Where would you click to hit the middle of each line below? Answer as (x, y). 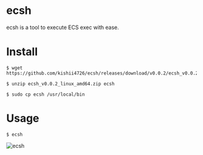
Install (22, 52)
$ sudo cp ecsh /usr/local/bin (46, 94)
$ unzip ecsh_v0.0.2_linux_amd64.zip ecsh (60, 84)
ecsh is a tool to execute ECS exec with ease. (63, 27)
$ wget (14, 68)
